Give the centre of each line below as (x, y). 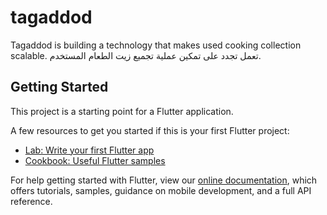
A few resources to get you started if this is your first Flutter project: (150, 130)
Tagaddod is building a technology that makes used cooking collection (156, 45)
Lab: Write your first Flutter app (89, 150)
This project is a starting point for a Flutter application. (122, 111)
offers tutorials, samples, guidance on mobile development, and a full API (161, 190)
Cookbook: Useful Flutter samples (95, 160)
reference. (31, 201)
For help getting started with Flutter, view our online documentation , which (164, 180)
